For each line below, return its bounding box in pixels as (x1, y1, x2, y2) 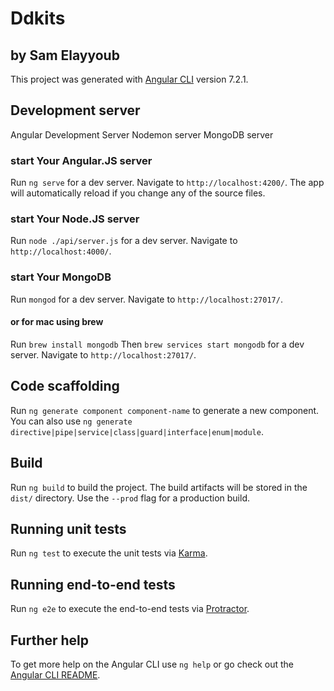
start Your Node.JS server (10, 212, 140, 226)
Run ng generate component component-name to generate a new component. (10, 404, 320, 416)
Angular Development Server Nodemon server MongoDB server (10, 128, 274, 141)
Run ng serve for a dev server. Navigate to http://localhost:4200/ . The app (10, 177, 325, 189)
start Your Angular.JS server (10, 153, 153, 167)
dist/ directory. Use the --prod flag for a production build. (10, 492, 250, 504)
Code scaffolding (10, 378, 120, 395)
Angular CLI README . (10, 668, 101, 681)
